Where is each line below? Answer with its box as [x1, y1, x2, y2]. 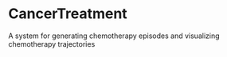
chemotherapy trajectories [8, 39, 96, 48]
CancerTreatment [8, 5, 127, 23]
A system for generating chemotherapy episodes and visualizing [8, 31, 221, 40]
